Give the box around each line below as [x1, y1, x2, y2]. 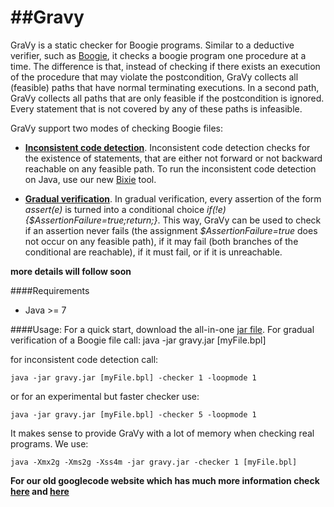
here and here [10, 485, 70, 497]
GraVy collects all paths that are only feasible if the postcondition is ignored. [10, 92, 325, 104]
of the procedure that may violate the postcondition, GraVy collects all [10, 71, 299, 83]
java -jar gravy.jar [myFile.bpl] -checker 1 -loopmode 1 [10, 372, 257, 383]
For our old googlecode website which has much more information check [10, 474, 320, 486]
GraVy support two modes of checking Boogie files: [10, 122, 223, 134]
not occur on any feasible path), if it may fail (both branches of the [24, 235, 299, 247]
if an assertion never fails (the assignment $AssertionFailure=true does [24, 224, 318, 236]
